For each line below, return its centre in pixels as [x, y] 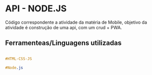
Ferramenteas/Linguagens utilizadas [63, 43]
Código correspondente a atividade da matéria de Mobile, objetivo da [76, 22]
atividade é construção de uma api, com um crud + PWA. [64, 27]
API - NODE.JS [36, 9]
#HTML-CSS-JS [19, 59]
